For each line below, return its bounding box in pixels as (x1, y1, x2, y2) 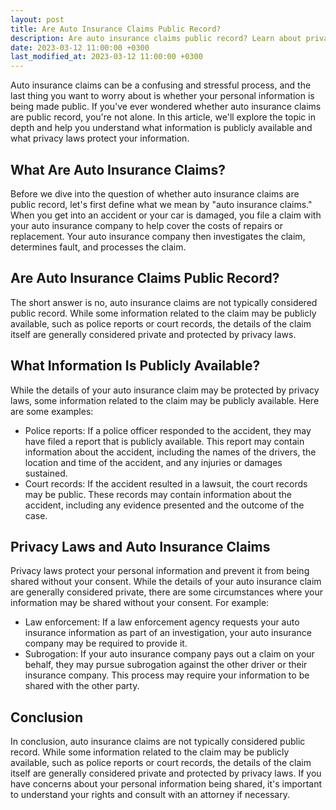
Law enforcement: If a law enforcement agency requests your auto (24, 616, 300, 628)
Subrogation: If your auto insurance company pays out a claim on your (24, 648, 315, 660)
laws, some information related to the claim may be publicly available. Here (10, 394, 320, 406)
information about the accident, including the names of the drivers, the (24, 446, 317, 458)
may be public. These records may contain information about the (24, 488, 293, 500)
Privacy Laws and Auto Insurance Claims (10, 538, 271, 555)
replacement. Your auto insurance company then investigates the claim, (10, 230, 306, 242)
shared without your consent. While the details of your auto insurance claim (10, 576, 322, 588)
